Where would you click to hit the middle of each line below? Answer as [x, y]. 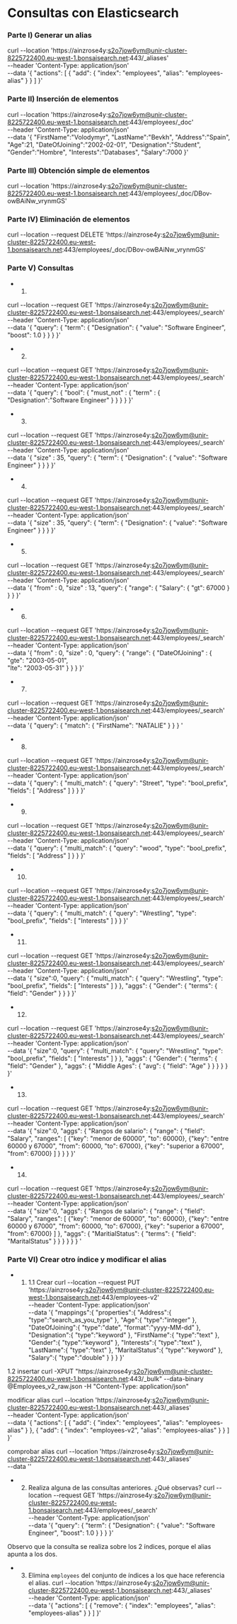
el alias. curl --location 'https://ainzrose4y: [91, 1583]
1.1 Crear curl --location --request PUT [84, 1282]
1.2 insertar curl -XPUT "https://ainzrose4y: [70, 1371]
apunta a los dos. [33, 1554]
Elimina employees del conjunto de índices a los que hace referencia [126, 1575]
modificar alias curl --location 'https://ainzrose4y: [80, 1399]
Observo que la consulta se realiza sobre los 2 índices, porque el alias [109, 1546]
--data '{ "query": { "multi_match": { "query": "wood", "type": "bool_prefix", [117, 848]
